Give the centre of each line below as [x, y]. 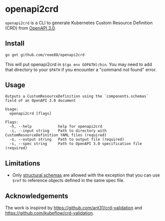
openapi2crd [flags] [31, 114]
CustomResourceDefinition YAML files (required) [56, 135]
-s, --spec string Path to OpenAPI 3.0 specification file [76, 144]
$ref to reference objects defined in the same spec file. [68, 181]
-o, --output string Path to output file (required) [67, 140]
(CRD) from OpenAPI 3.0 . [31, 28]
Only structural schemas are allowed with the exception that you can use [86, 175]
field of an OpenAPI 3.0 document [41, 101]
